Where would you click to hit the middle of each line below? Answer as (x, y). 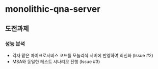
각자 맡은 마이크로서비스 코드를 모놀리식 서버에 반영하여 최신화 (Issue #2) (83, 55)
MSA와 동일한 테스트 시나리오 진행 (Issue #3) (56, 61)
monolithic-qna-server (53, 9)
